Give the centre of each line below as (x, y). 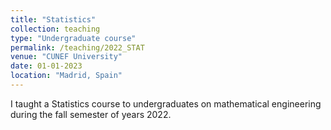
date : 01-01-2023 (46, 66)
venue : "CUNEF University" (66, 57)
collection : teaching (55, 29)
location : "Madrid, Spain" (66, 76)
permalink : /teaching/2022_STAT (77, 47)
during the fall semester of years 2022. (91, 114)
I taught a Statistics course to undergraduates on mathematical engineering (166, 103)
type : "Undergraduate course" (73, 38)
